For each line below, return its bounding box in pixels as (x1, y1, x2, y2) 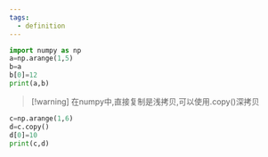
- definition (17, 21, 66, 30)
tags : (9, 12, 29, 22)
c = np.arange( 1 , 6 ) (9, 113, 74, 123)
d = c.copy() (9, 122, 50, 131)
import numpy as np (9, 45, 82, 54)
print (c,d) (9, 139, 50, 148)
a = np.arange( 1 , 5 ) (9, 54, 74, 63)
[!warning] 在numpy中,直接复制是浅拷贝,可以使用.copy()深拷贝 (30, 95, 260, 107)
